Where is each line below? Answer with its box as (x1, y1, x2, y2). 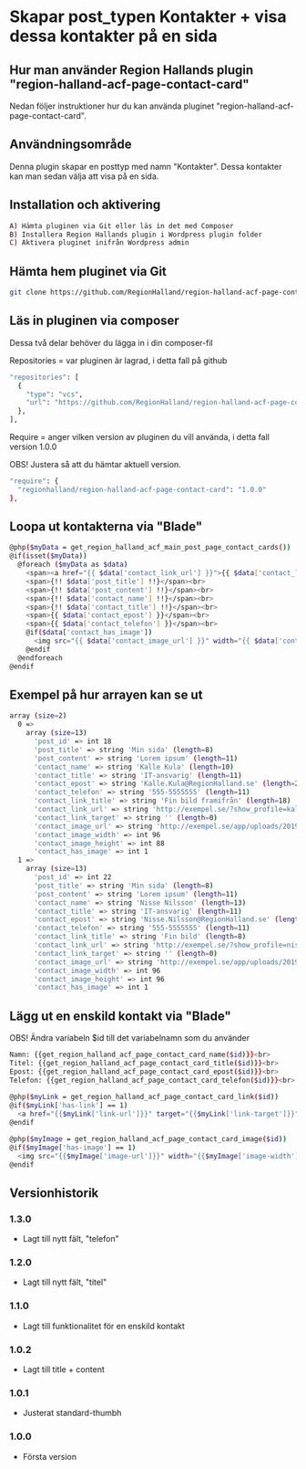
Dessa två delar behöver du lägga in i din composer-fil (9, 337, 213, 348)
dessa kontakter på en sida (9, 26, 219, 47)
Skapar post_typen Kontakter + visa (9, 6, 287, 27)
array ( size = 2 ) (9, 711, 67, 720)
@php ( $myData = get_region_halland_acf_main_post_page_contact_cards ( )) (9, 543, 291, 552)
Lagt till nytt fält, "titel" (22, 1276, 107, 1288)
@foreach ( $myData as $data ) (17, 560, 128, 570)
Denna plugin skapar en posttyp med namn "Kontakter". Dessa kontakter (9, 161, 282, 172)
